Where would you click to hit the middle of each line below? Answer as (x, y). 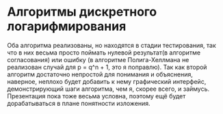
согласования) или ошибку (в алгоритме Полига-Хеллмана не (98, 59)
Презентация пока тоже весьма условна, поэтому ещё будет (96, 96)
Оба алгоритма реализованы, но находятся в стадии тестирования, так (112, 45)
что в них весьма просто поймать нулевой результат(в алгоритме (104, 53)
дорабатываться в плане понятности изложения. (79, 103)
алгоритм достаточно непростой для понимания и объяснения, (100, 74)
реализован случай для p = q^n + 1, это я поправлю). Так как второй (107, 67)
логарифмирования (67, 26)
